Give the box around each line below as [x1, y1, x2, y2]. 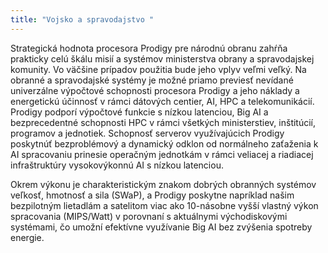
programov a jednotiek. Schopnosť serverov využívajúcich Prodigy [10, 127, 285, 139]
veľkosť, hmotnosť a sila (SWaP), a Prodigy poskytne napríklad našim [10, 189, 295, 201]
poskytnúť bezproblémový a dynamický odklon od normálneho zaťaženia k [10, 137, 319, 150]
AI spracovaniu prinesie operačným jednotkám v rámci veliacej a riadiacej [10, 148, 314, 160]
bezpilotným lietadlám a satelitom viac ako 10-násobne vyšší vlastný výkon [10, 199, 319, 211]
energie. [10, 231, 45, 243]
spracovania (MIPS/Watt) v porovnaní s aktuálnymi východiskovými [10, 210, 288, 222]
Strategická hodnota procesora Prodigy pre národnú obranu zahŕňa [10, 42, 288, 54]
